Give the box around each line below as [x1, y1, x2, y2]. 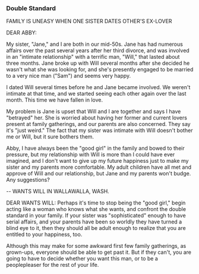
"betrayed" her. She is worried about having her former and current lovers [6, 114, 187, 121]
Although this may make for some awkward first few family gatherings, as [6, 242, 187, 250]
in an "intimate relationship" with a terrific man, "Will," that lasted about [6, 53, 180, 61]
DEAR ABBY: [6, 29, 37, 36]
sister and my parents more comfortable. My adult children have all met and [6, 163, 192, 171]
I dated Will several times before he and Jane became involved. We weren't [6, 84, 191, 91]
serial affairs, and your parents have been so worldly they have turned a [6, 218, 182, 225]
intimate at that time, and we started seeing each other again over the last [6, 90, 187, 97]
